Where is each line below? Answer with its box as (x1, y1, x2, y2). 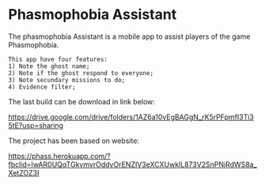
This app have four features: (8, 55, 108, 63)
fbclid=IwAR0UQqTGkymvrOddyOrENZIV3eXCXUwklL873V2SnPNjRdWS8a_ (8, 160, 257, 169)
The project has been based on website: (8, 136, 140, 145)
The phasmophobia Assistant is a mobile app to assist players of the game (8, 32, 251, 41)
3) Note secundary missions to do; (8, 76, 126, 84)
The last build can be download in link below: (8, 96, 156, 106)
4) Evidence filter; (8, 83, 77, 91)
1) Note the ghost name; (8, 62, 90, 70)
